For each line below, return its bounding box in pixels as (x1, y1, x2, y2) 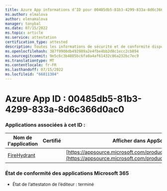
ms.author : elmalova (5, 12, 48, 17)
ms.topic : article (5, 30, 43, 35)
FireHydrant (7, 152, 36, 159)
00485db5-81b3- (68, 93, 142, 105)
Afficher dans (112, 137, 146, 144)
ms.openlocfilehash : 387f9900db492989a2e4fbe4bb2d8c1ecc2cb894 (5, 49, 139, 54)
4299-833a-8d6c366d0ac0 (5, 104, 124, 115)
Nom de (13, 134, 32, 141)
